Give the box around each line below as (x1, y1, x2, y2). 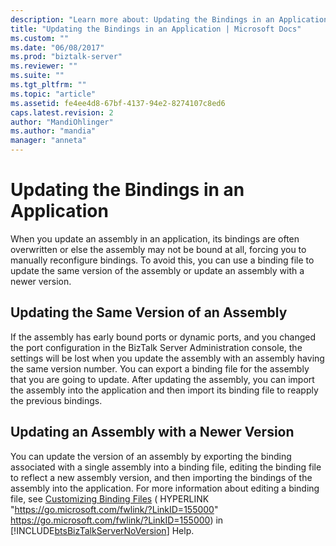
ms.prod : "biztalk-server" (10, 52, 123, 62)
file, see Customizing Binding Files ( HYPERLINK (10, 492, 210, 505)
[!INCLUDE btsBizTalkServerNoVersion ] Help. (10, 524, 195, 536)
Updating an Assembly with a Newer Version (10, 424, 295, 441)
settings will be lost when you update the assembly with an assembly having (10, 352, 325, 364)
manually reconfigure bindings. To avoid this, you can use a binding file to (10, 254, 315, 266)
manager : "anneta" (10, 136, 87, 146)
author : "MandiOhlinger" (10, 117, 114, 127)
